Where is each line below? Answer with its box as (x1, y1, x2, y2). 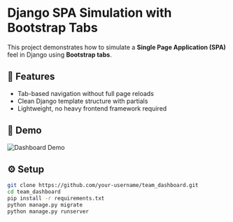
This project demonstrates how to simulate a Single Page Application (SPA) (7, 43, 226, 51)
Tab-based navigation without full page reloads (17, 89, 154, 97)
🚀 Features (7, 71, 55, 83)
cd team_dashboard (7, 188, 61, 195)
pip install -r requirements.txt (7, 195, 105, 202)
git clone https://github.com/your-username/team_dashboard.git (7, 182, 199, 189)
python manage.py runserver (7, 208, 90, 215)
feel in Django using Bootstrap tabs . (7, 50, 112, 59)
